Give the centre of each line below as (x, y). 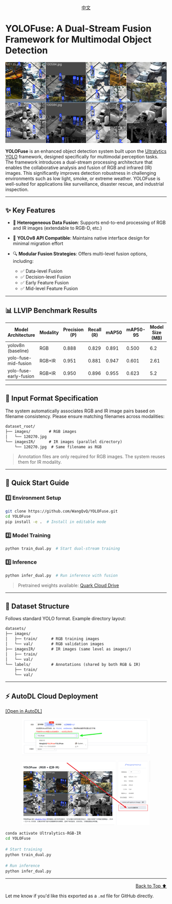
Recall (94, 330)
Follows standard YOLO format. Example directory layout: (66, 619)
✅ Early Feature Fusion (45, 283)
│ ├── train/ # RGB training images (52, 639)
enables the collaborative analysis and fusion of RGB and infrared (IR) (79, 167)
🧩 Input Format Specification (52, 398)
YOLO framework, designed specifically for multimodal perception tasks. (82, 156)
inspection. (17, 189)
